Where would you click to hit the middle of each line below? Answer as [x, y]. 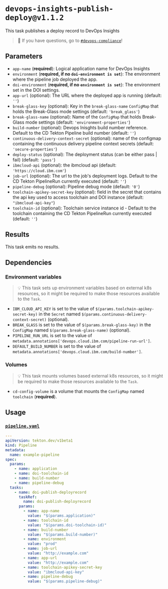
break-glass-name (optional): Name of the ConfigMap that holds [77, 117]
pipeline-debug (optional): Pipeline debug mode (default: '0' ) [76, 186]
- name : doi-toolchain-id [41, 473]
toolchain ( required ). [34, 396]
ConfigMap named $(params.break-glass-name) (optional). [71, 330]
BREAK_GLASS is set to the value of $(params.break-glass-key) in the [82, 325]
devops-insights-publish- [59, 9]
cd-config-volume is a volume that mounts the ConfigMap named [78, 391]
